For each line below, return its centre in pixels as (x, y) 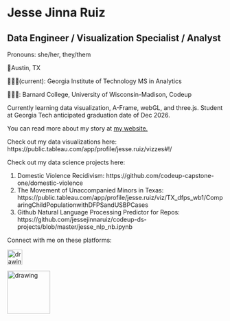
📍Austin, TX (24, 68)
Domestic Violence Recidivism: (61, 176)
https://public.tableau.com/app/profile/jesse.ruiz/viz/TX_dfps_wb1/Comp (120, 198)
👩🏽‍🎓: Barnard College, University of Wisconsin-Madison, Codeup (100, 95)
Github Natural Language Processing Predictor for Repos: (98, 212)
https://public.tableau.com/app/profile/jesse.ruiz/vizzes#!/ (90, 149)
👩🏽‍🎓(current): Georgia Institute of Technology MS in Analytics (94, 81)
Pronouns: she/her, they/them (49, 54)
